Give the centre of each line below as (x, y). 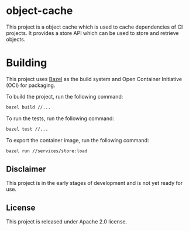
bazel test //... (27, 129)
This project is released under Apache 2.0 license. (67, 222)
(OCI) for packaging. (31, 85)
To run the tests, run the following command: (60, 118)
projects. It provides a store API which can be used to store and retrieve (92, 33)
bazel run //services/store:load (47, 151)
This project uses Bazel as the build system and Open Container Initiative (94, 79)
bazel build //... (28, 107)
